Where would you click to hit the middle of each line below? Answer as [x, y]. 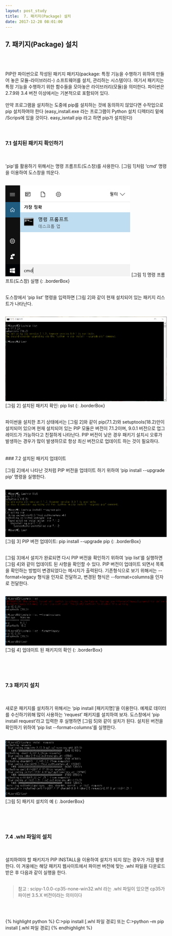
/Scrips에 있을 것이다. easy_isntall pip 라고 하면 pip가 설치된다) [69, 118]
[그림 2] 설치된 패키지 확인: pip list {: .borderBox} [55, 406]
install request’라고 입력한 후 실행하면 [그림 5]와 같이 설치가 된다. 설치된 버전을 [84, 721]
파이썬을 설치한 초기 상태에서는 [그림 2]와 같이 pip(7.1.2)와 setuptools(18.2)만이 [85, 422]
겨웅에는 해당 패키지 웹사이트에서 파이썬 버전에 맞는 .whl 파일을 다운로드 [93, 866]
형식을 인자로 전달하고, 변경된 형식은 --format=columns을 [96, 577]
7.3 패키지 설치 [23, 685]
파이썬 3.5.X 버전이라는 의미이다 [50, 895]
